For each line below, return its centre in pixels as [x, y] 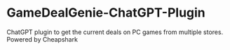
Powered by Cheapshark [42, 39]
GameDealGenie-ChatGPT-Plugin [106, 13]
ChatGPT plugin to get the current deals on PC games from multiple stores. [115, 32]
